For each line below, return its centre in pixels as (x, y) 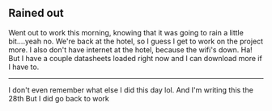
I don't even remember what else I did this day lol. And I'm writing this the (131, 90)
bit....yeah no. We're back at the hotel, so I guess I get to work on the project (136, 41)
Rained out (36, 13)
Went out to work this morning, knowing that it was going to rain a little (126, 32)
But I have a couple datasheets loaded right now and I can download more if (136, 58)
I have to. (24, 67)
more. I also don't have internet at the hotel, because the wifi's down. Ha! (130, 49)
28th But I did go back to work (59, 98)
